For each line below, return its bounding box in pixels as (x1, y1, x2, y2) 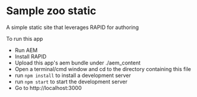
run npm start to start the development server (14, 78, 128, 85)
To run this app (6, 35, 43, 42)
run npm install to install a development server (14, 72, 131, 79)
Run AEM (14, 46, 38, 54)
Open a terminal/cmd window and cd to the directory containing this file (14, 65, 192, 72)
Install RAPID (14, 53, 46, 60)
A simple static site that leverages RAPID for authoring (6, 24, 139, 31)
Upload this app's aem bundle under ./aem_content (14, 59, 141, 66)
